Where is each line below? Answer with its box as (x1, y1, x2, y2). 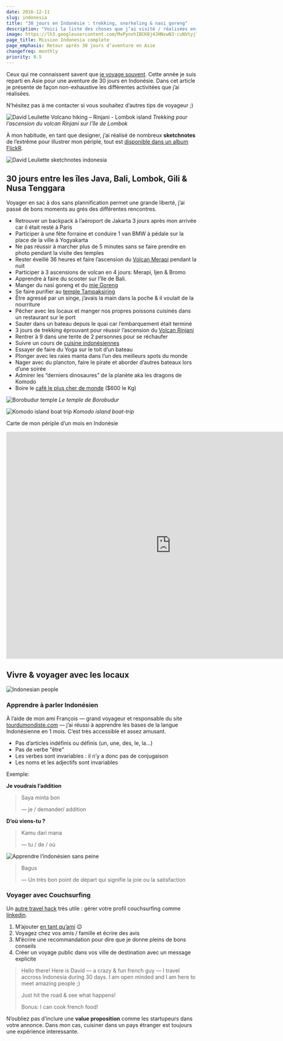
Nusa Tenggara (6, 183, 65, 194)
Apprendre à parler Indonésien (6, 701, 99, 709)
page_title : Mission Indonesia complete (6, 37, 110, 43)
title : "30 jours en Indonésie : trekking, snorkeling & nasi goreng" (6, 20, 188, 26)
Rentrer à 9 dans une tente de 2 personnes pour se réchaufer (15, 333, 168, 340)
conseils (15, 942, 36, 950)
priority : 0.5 (6, 54, 42, 60)
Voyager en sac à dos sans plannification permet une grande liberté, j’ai (6, 199, 185, 207)
